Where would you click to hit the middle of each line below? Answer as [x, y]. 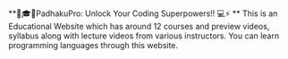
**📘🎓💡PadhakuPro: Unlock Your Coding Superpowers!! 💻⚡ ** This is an [143, 13]
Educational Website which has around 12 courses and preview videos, [139, 26]
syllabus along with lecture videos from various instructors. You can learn [144, 36]
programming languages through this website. [93, 45]
